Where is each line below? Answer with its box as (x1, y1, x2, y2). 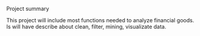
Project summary (6, 5, 49, 12)
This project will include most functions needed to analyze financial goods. (6, 17, 195, 23)
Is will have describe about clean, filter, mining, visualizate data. (6, 23, 166, 30)
